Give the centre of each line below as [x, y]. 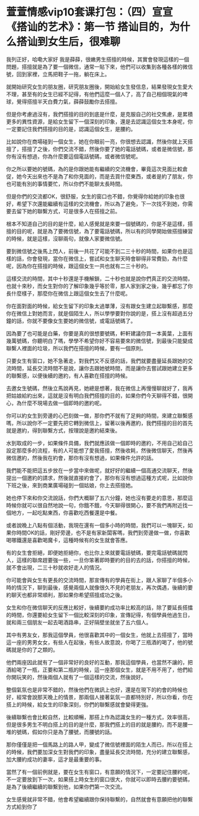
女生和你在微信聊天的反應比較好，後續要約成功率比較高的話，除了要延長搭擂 [99, 607]
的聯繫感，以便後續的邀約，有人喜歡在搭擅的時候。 [68, 375]
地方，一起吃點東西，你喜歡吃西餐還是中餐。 [65, 513]
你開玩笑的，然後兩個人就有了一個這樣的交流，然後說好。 [76, 677]
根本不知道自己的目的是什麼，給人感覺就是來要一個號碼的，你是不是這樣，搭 [99, 223]
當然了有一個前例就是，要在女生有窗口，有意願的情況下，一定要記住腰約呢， [99, 772]
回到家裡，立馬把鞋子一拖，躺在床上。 [63, 74]
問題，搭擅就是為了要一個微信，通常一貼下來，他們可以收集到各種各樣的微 [97, 66]
